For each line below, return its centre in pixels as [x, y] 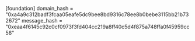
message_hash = [42, 20]
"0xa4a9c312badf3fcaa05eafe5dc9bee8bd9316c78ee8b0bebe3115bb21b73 [97, 14]
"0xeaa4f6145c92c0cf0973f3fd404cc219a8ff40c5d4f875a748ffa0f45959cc [97, 27]
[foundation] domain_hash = [39, 8]
